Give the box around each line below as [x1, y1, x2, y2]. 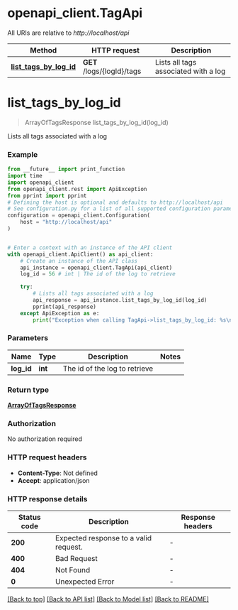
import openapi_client [7, 179, 74, 186]
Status [18, 513, 41, 523]
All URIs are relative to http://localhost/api [7, 28, 130, 37]
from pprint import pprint [7, 192, 87, 200]
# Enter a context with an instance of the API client [7, 244, 173, 251]
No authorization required [7, 435, 83, 443]
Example [7, 149, 38, 159]
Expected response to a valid [55, 533, 152, 543]
